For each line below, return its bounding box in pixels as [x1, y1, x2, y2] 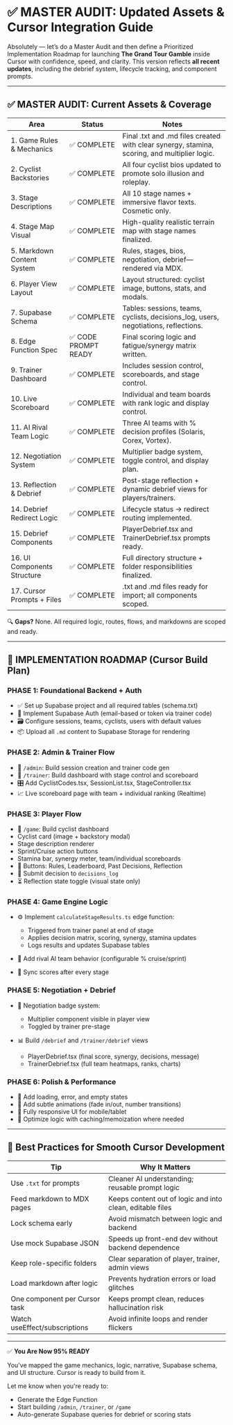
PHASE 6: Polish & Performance [7, 1076, 116, 1086]
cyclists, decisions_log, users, [122, 312, 220, 321]
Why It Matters [139, 1162, 191, 1172]
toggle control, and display [122, 455, 209, 465]
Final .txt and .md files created [122, 131, 221, 141]
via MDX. [153, 263, 184, 273]
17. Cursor [10, 586, 46, 596]
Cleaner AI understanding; [108, 1174, 194, 1184]
